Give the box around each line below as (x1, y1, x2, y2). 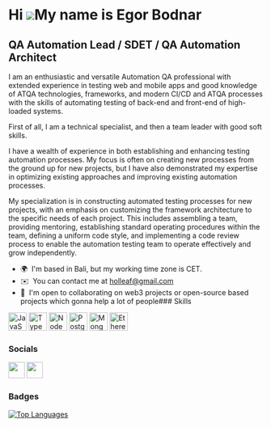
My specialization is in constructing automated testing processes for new (8, 197, 252, 205)
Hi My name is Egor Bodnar (8, 6, 202, 24)
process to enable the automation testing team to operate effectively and (8, 239, 252, 248)
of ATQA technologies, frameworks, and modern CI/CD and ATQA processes (8, 89, 263, 99)
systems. (33, 107, 63, 116)
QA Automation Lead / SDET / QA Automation (8, 38, 241, 52)
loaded (8, 107, 32, 116)
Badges (8, 391, 39, 402)
